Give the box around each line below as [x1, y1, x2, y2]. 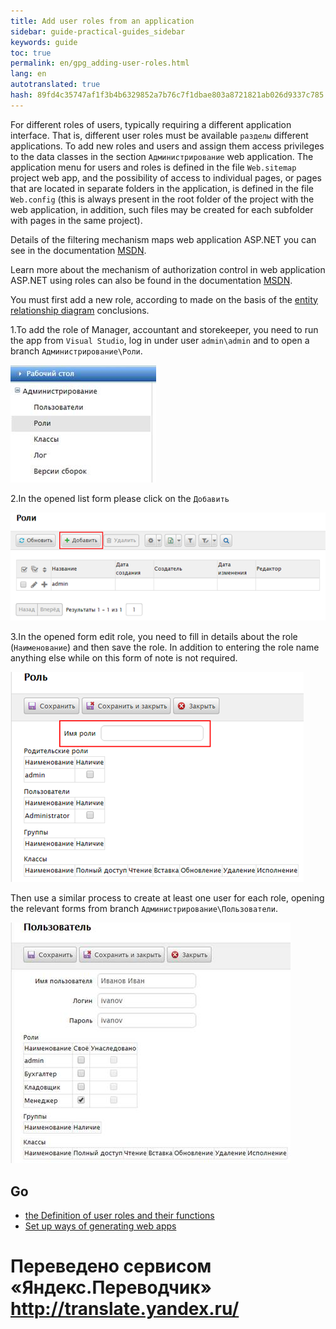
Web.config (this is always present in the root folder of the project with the [10, 193, 315, 205]
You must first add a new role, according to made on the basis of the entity [10, 293, 318, 305]
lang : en [10, 69, 47, 79]
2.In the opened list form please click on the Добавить [10, 492, 230, 504]
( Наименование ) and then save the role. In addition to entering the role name [10, 641, 320, 654]
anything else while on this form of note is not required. [10, 652, 238, 664]
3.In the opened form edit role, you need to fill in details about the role [10, 631, 298, 643]
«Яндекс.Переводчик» [10, 1276, 213, 1299]
